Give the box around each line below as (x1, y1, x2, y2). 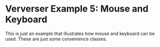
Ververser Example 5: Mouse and (5, 3, 149, 15)
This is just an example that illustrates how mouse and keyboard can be (5, 30, 155, 36)
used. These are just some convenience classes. (5, 36, 108, 42)
